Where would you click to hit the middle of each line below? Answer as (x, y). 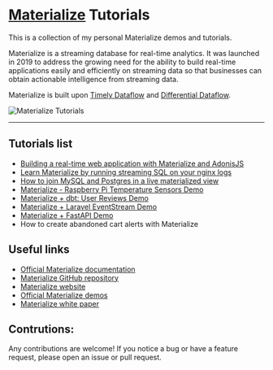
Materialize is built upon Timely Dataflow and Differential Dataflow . (120, 94)
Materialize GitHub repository (69, 277)
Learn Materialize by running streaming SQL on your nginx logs (126, 172)
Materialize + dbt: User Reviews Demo (84, 198)
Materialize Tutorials (79, 15)
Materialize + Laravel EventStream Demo (88, 207)
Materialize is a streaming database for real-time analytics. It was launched (134, 53)
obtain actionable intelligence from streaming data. (93, 79)
